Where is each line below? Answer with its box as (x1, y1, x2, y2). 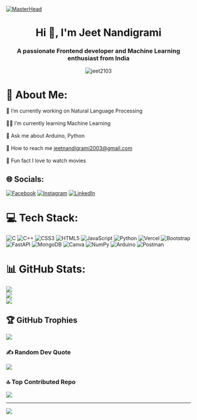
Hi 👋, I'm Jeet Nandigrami (35, 26, 162, 39)
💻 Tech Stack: (6, 211, 79, 225)
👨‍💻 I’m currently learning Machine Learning (6, 120, 111, 127)
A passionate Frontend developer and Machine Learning (16, 47, 181, 55)
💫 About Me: (6, 88, 68, 101)
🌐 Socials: (6, 174, 45, 184)
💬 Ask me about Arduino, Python (6, 132, 85, 139)
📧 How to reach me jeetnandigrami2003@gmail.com (6, 145, 133, 152)
